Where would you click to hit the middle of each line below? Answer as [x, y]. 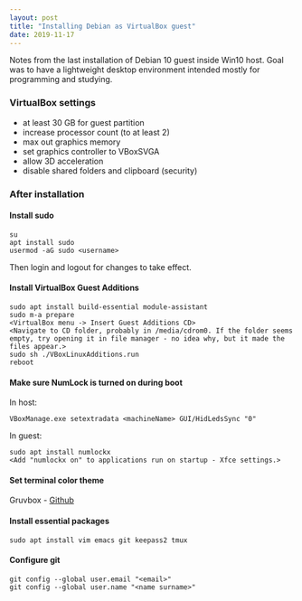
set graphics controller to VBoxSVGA [91, 151]
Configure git [35, 560]
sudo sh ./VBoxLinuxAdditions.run [75, 354]
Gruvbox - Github [42, 500]
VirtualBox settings [53, 103]
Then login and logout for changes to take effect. [100, 267]
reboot [22, 362]
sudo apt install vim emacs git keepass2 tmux [99, 540]
